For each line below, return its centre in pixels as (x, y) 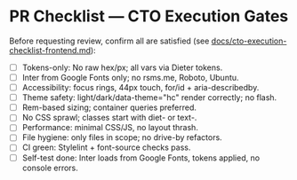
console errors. (50, 168)
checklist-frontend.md (50, 50)
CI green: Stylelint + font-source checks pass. (106, 147)
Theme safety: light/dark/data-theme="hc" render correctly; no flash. (149, 98)
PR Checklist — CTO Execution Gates (149, 16)
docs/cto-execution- (249, 41)
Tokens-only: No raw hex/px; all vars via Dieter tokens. (122, 67)
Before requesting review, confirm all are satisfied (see (109, 41)
